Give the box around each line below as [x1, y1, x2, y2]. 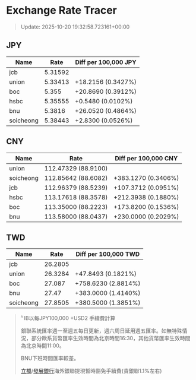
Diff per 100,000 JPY [75, 58, 137, 66]
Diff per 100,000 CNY [115, 154, 178, 162]
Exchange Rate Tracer [6, 4, 118, 17]
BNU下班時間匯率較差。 [20, 354, 79, 362]
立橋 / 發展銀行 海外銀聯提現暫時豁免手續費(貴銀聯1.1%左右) [20, 368, 162, 375]
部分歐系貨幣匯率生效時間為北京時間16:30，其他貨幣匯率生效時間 [31, 335, 191, 342]
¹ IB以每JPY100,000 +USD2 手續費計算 [20, 315, 116, 322]
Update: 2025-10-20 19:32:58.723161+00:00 [20, 23, 130, 30]
